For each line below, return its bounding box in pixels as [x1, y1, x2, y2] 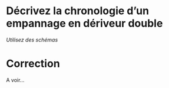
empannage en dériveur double [6, 17, 163, 30]
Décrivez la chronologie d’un [6, 4, 149, 18]
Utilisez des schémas [6, 36, 58, 43]
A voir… [6, 76, 25, 83]
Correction [6, 57, 60, 70]
